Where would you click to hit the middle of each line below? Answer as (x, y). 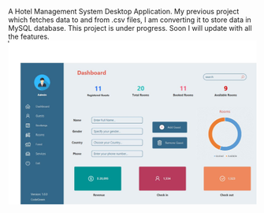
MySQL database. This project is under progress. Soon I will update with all (130, 28)
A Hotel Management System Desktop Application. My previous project (124, 11)
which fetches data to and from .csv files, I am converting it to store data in (130, 20)
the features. (29, 36)
